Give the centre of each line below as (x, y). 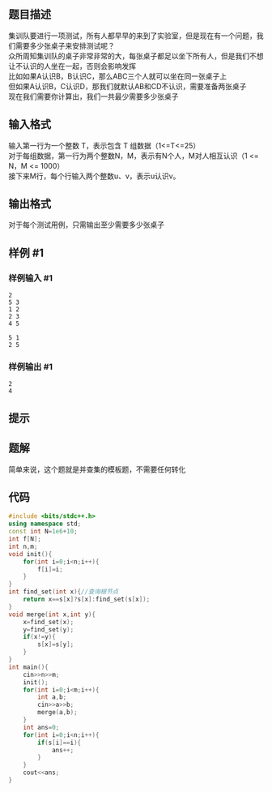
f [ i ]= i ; (50, 569)
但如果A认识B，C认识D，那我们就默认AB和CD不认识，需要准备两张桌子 (127, 86)
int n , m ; (23, 546)
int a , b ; (52, 697)
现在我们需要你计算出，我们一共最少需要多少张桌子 (93, 96)
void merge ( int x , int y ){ (52, 614)
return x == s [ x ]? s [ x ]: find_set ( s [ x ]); (87, 599)
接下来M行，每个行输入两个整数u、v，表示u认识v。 (94, 176)
